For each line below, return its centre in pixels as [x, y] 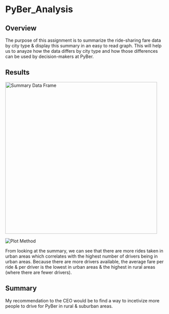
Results [18, 72]
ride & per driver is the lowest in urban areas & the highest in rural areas [80, 267]
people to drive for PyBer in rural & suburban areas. [59, 306]
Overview [21, 28]
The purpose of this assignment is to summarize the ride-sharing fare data [83, 40]
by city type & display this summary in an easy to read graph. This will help [83, 46]
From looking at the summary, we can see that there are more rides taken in [84, 250]
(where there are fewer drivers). [39, 272]
